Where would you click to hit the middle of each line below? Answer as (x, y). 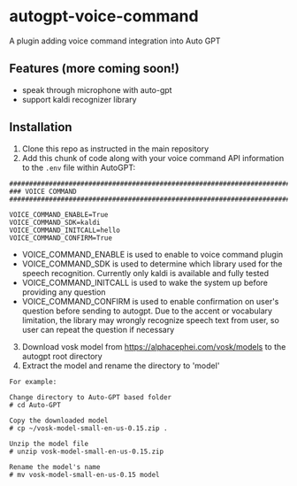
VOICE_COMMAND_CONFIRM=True (61, 238)
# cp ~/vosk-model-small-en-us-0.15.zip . (88, 428)
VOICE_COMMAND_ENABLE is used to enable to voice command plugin (152, 254)
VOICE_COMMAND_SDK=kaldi (55, 222)
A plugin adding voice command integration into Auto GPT (115, 41)
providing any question (64, 292)
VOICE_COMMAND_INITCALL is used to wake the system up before (145, 282)
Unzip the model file (49, 444)
